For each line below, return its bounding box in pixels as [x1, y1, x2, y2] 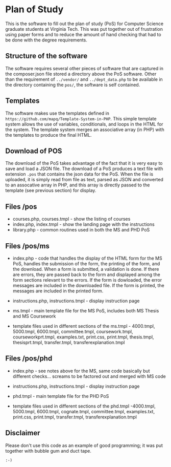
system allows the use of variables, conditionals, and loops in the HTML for [5, 121, 163, 127]
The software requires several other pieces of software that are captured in [5, 65, 164, 71]
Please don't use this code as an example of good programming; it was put [5, 442, 163, 449]
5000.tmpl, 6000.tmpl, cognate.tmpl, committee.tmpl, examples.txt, [12, 408, 155, 414]
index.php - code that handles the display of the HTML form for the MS [12, 255, 162, 261]
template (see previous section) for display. [5, 187, 96, 194]
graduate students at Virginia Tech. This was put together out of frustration [5, 26, 163, 32]
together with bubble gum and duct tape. [5, 448, 92, 454]
